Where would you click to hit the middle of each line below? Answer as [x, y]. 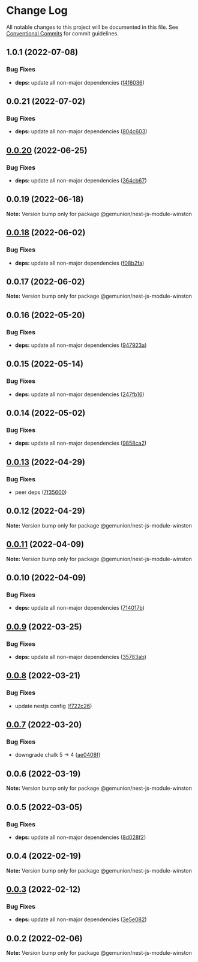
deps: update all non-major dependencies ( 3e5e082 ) [81, 919]
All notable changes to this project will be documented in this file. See [92, 27]
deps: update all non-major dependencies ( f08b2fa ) [79, 263]
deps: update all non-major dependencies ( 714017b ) [80, 608]
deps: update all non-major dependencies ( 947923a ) [81, 345]
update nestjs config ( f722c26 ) [53, 706]
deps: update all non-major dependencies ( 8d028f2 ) [80, 837]
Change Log [37, 11]
